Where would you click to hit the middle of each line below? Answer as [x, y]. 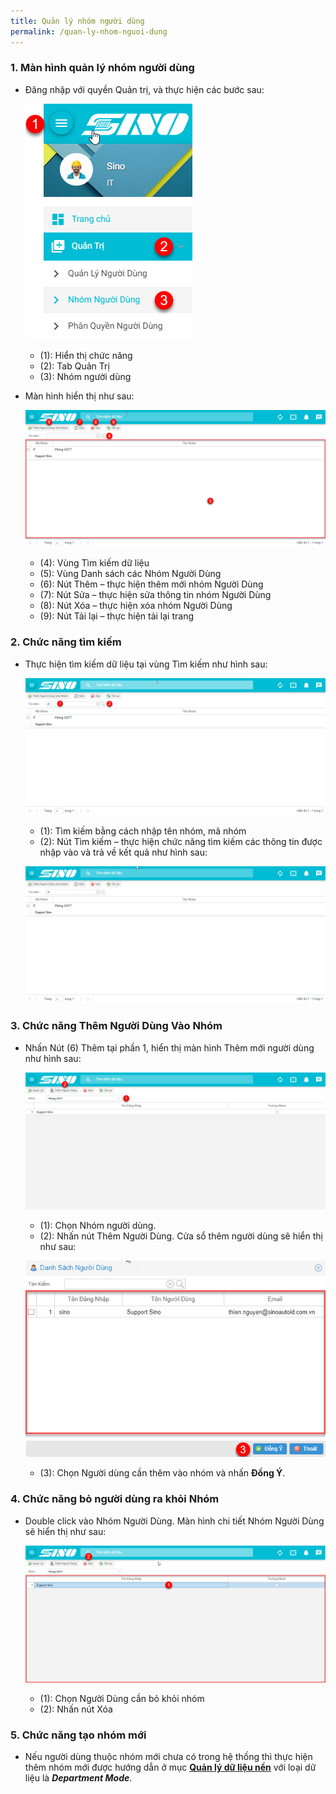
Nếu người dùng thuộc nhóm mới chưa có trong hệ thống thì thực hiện [168, 1757]
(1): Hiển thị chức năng [86, 355]
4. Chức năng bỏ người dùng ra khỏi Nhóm [115, 1499]
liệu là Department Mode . [78, 1778]
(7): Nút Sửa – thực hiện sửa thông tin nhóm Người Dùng [155, 595]
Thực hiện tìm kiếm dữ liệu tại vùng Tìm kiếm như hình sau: [146, 664]
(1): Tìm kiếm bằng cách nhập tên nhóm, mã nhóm [143, 831]
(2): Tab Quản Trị [74, 366]
